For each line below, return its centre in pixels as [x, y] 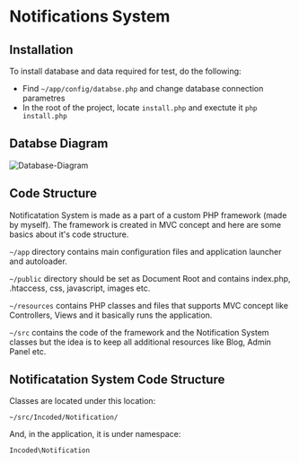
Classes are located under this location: [83, 401]
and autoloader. [38, 261]
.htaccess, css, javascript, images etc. [80, 288]
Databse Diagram [59, 144]
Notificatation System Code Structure [117, 380]
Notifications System [90, 17]
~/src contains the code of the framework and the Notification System [139, 332]
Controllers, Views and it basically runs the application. [111, 315]
